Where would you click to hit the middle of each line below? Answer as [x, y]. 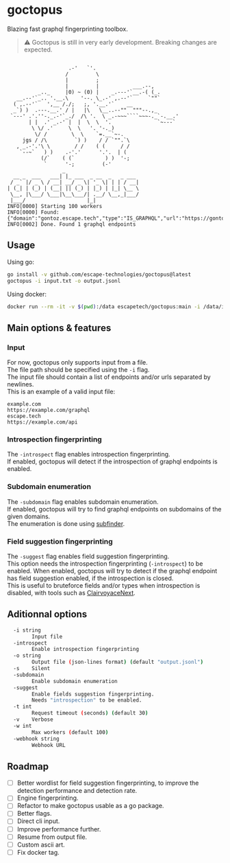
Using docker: [27, 294]
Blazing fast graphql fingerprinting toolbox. [67, 29]
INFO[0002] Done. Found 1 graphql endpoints [72, 224]
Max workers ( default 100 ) [70, 732]
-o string [27, 656]
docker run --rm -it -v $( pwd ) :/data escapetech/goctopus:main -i [104, 307]
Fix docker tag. [38, 852]
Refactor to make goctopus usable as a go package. [90, 806]
